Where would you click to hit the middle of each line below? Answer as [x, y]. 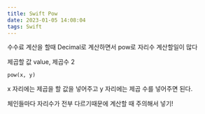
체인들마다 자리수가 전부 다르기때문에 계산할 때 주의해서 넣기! [90, 104]
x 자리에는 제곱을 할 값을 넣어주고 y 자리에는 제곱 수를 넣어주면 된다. [100, 89]
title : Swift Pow [33, 14]
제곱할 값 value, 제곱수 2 [41, 62]
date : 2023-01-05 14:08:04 [47, 20]
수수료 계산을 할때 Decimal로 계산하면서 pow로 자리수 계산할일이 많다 [102, 47]
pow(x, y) [22, 75]
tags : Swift [24, 26]
